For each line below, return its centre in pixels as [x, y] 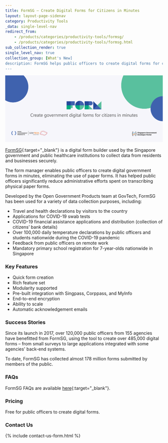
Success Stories [25, 322]
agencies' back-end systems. [35, 349]
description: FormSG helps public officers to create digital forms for [82, 63]
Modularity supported [35, 288]
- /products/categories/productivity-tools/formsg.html [74, 43]
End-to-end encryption [36, 299]
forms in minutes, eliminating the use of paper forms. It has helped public [80, 176]
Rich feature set [29, 283]
